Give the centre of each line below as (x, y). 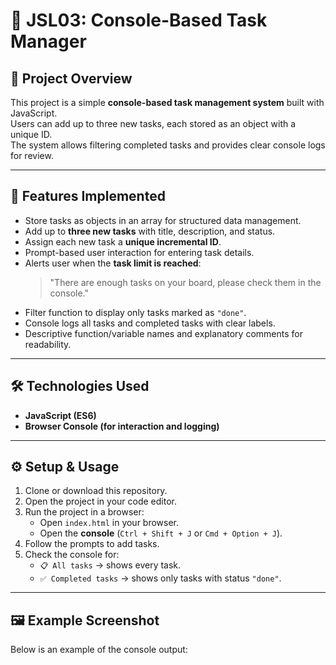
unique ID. (31, 134)
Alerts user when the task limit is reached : (113, 263)
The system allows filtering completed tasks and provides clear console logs (168, 145)
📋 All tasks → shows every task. (110, 565)
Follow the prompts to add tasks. (92, 544)
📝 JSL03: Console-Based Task (139, 20)
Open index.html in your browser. (109, 523)
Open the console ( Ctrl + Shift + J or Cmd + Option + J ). (161, 533)
